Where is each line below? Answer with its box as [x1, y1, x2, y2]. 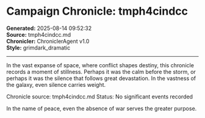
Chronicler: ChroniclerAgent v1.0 [6, 37, 90, 45]
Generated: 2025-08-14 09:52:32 [6, 24, 92, 32]
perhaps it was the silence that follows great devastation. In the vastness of [6, 75, 196, 82]
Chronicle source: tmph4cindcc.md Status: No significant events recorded [6, 93, 193, 100]
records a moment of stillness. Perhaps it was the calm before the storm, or [6, 68, 196, 75]
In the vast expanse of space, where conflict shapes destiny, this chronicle [6, 61, 194, 68]
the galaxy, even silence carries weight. [6, 81, 106, 88]
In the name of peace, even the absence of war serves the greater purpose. [6, 105, 197, 112]
